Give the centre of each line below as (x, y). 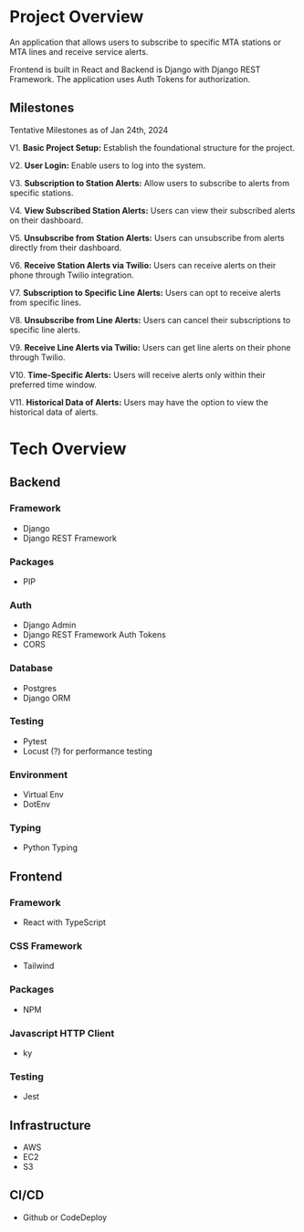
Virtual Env (43, 795)
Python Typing (50, 848)
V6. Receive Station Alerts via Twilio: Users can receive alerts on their (143, 265)
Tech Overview (68, 448)
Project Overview (77, 17)
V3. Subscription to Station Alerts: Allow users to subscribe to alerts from (150, 183)
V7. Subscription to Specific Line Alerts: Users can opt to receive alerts (145, 292)
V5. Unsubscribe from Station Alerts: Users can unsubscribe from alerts (147, 237)
